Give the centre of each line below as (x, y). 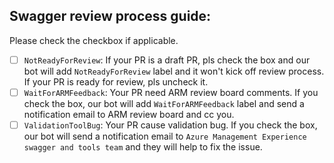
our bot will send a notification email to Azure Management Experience (165, 136)
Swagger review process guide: (110, 16)
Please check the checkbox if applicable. (94, 40)
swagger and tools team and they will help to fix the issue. (143, 147)
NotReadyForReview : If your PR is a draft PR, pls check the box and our (167, 60)
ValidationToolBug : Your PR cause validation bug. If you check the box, (170, 125)
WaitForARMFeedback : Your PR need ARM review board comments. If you (171, 92)
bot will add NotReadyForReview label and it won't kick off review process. (174, 71)
